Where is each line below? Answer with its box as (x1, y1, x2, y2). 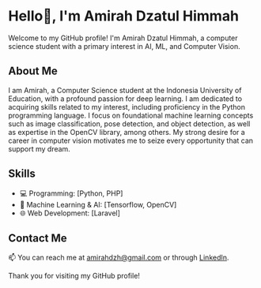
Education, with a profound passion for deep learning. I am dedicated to (8, 94, 243, 103)
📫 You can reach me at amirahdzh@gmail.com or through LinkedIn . (8, 252, 229, 263)
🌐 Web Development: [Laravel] (19, 208, 121, 218)
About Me (8, 65, 58, 78)
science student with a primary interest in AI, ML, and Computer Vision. (8, 41, 240, 50)
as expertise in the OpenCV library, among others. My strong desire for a (8, 127, 245, 137)
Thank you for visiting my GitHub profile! (8, 271, 141, 281)
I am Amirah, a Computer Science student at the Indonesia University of (8, 85, 242, 95)
